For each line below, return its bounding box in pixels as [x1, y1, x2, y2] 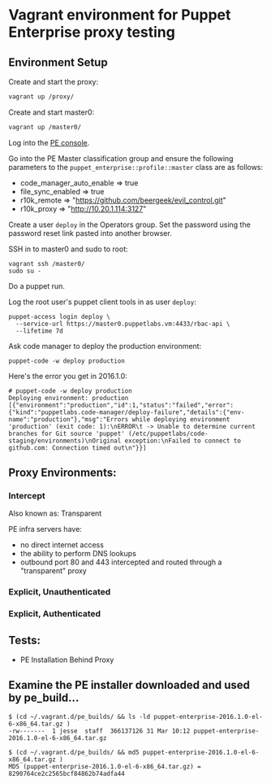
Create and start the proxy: [8, 77, 99, 86]
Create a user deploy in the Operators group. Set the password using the [8, 220, 252, 229]
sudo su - [8, 267, 42, 275]
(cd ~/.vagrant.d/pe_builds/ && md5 [15, 748, 140, 756]
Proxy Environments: [8, 466, 117, 480]
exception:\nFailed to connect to [124, 437, 242, 445]
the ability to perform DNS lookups [19, 549, 136, 559]
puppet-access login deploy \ [8, 312, 111, 320]
